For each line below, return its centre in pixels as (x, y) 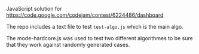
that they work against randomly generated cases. (68, 45)
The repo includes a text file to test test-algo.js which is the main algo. (95, 27)
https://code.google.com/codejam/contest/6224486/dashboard (85, 15)
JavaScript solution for (34, 9)
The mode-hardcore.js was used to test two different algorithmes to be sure (99, 38)
